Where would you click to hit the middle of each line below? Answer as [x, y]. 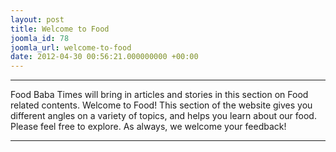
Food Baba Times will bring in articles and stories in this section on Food [159, 95]
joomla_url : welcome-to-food [71, 47]
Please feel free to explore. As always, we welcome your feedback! [148, 127]
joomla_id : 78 [40, 38]
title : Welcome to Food [60, 29]
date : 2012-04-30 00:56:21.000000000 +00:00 [104, 57]
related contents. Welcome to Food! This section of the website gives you [161, 105]
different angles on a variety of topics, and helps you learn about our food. [163, 116]
